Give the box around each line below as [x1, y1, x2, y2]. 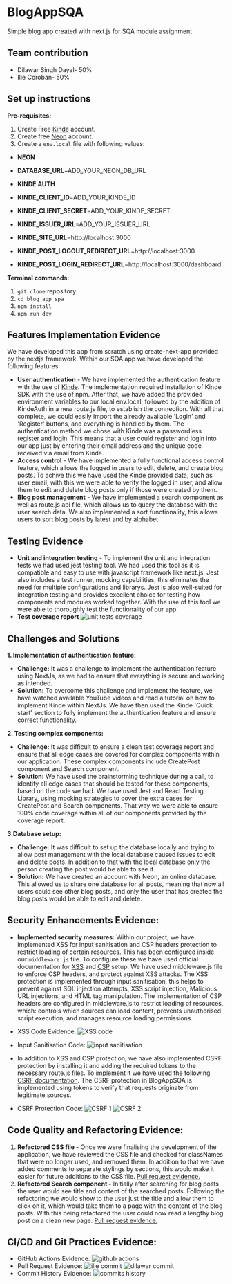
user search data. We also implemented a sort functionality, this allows [17, 508, 219, 516]
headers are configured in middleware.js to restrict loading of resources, [17, 999, 224, 1007]
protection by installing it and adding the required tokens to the [17, 1061, 197, 1069]
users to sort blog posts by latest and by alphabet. [17, 515, 160, 523]
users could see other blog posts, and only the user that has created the [17, 887, 223, 895]
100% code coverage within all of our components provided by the [17, 809, 207, 817]
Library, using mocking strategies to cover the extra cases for [17, 794, 193, 802]
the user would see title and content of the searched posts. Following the [17, 1186, 225, 1195]
